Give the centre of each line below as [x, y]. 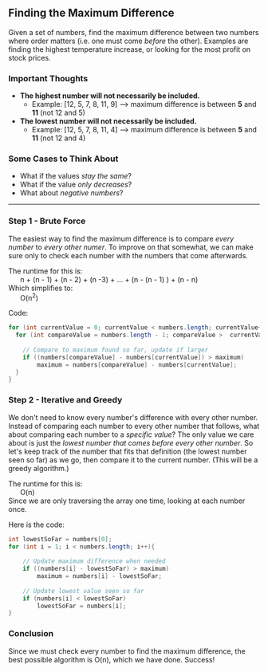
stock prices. [30, 57]
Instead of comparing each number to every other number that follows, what [134, 426]
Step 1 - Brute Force [47, 221]
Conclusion [31, 634]
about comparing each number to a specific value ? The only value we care [131, 434]
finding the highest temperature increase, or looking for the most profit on [130, 49]
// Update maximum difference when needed [94, 561]
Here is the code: [37, 525]
